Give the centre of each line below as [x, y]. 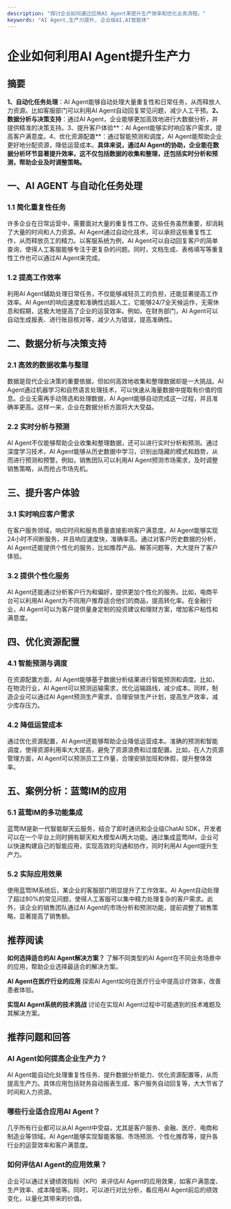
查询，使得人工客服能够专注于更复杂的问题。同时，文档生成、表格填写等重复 [115, 250]
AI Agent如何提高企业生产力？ [57, 1058]
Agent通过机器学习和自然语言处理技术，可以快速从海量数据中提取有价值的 [112, 390]
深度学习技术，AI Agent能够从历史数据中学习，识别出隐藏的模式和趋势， [110, 452]
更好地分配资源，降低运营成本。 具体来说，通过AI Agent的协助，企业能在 [110, 145]
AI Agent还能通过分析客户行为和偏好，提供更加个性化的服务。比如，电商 [110, 592]
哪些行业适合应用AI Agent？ [54, 1111]
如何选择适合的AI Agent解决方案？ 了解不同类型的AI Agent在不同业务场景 [111, 958]
